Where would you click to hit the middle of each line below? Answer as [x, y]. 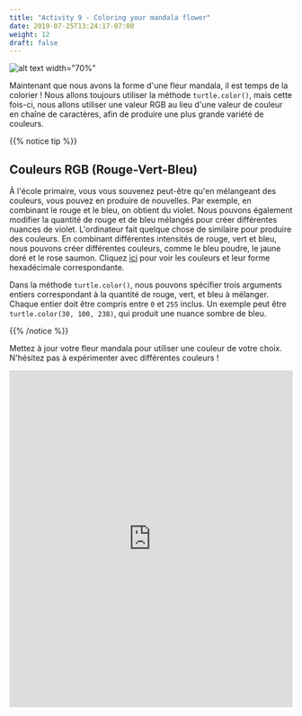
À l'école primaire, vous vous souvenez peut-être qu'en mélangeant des [143, 191]
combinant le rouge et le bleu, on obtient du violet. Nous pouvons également [151, 210]
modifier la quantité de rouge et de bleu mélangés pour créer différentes [143, 220]
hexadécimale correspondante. [67, 268]
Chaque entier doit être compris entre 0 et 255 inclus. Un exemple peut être [148, 304]
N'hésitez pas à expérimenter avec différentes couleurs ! [114, 358]
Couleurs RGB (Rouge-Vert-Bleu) [103, 169]
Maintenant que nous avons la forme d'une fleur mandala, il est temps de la [149, 85]
